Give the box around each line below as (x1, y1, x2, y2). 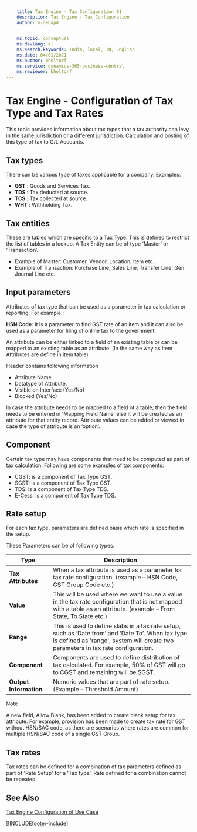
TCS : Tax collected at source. (14, 195, 88, 202)
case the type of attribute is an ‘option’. (6, 422, 101, 430)
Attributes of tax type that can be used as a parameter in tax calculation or (6, 303, 186, 310)
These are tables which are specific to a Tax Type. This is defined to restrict (6, 234, 189, 241)
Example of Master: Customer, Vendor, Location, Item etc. (14, 257, 154, 265)
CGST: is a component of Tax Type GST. (14, 473, 113, 480)
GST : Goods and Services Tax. (14, 183, 91, 190)
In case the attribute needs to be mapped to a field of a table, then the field (6, 404, 188, 411)
